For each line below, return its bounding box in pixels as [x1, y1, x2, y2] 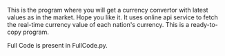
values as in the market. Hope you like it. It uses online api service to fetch [7, 13, 219, 21]
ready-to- [190, 21, 219, 28]
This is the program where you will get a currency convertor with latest [7, 6, 208, 14]
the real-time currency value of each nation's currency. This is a [7, 21, 190, 28]
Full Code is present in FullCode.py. [7, 41, 108, 49]
